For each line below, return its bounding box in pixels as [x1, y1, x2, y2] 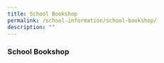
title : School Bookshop [7, 10, 78, 18]
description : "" [7, 23, 55, 30]
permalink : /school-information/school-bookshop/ [7, 17, 158, 24]
